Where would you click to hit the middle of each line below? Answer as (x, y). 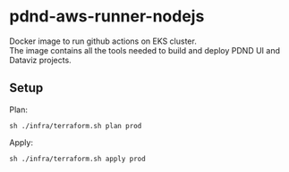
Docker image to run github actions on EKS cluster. (103, 41)
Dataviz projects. (40, 60)
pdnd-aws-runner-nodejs (107, 16)
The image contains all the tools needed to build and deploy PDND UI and (144, 50)
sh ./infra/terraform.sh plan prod (76, 126)
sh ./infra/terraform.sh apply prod (77, 159)
